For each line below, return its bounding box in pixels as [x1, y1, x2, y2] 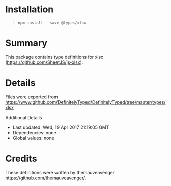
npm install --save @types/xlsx [17, 20, 87, 25]
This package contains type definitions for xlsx [5, 54, 103, 60]
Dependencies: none [12, 129, 57, 135]
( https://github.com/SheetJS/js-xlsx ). [5, 59, 83, 65]
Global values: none [12, 135, 54, 141]
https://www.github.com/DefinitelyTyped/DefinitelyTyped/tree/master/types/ [5, 99, 166, 105]
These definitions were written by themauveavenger [5, 169, 115, 175]
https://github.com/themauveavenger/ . [5, 175, 87, 181]
